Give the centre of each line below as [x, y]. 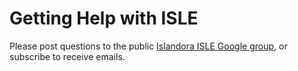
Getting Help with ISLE [104, 18]
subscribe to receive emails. [67, 56]
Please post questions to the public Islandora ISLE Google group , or [148, 46]
